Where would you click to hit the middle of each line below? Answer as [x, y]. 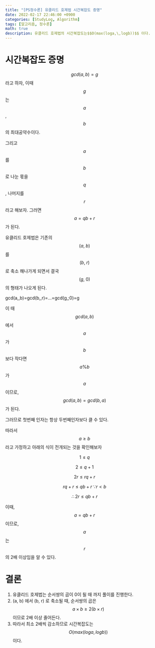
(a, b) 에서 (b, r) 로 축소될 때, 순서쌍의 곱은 [54, 600]
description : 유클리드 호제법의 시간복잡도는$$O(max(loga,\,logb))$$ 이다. [78, 33]
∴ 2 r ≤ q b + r [85, 496]
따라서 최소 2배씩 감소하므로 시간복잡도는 [53, 624]
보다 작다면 [16, 358]
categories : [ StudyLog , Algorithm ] [43, 19]
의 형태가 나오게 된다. [26, 288]
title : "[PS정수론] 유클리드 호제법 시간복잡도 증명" [54, 10]
